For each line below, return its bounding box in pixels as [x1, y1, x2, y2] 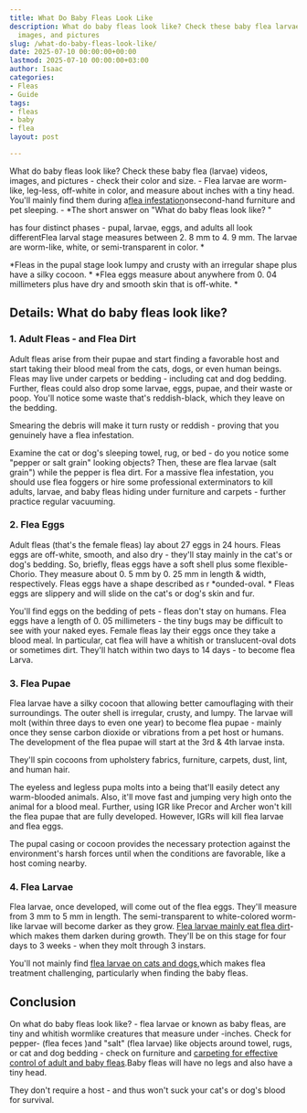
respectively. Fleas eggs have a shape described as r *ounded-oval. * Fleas [9, 578, 295, 589]
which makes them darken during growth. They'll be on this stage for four [9, 930, 287, 942]
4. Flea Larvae [9, 881, 74, 894]
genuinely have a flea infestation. [9, 429, 134, 440]
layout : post [9, 133, 59, 142]
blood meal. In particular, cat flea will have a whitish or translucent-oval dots [9, 635, 297, 646]
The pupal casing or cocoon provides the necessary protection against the [9, 839, 291, 850]
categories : [9, 73, 55, 82]
